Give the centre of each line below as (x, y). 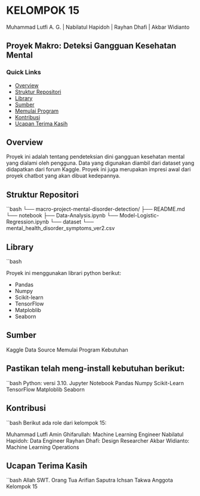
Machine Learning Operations (43, 447)
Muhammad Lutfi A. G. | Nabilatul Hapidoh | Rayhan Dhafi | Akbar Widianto (98, 27)
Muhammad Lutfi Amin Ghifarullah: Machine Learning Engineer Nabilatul (95, 434)
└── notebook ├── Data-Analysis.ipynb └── (62, 216)
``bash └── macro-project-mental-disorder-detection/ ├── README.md (96, 209)
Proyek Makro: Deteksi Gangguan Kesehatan (91, 46)
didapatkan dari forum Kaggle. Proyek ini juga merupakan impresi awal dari (99, 170)
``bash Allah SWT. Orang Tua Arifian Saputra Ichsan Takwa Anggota (90, 480)
